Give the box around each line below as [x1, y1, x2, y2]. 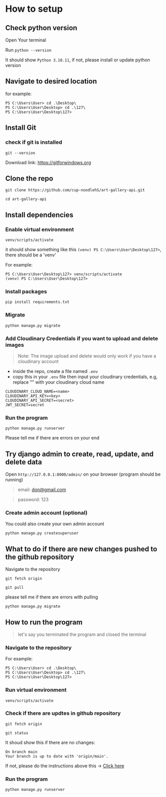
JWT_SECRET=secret [5, 402, 44, 407]
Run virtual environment [5, 687, 67, 694]
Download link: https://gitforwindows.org [5, 159, 91, 165]
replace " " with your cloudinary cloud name [12, 379, 105, 385]
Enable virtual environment [5, 226, 74, 233]
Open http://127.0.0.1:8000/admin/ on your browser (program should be [5, 471, 161, 477]
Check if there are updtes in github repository [5, 710, 121, 717]
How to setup [5, 3, 63, 15]
